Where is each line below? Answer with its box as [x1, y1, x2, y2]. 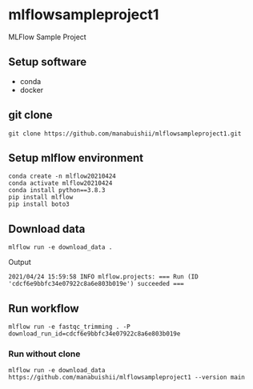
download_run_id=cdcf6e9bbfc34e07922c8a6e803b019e [8, 330, 181, 338]
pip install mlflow [8, 194, 74, 202]
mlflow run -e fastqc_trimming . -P [8, 323, 131, 331]
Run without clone [8, 348, 81, 359]
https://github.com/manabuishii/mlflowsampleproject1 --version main [8, 374, 246, 382]
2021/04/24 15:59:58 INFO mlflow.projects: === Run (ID [8, 273, 199, 281]
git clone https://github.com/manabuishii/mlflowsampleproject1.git [8, 130, 242, 138]
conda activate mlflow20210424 [8, 179, 113, 187]
